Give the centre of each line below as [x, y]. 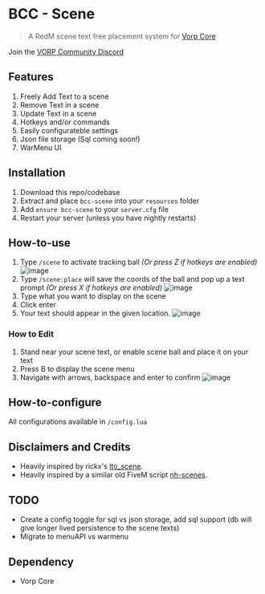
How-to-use [39, 243]
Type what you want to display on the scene [93, 296]
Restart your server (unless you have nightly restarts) [108, 218]
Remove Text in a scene [59, 104]
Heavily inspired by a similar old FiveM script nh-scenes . [114, 475]
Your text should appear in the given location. [95, 313]
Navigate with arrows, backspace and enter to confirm [110, 377]
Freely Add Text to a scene [64, 96]
